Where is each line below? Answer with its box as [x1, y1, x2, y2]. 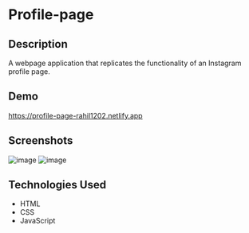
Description [8, 37, 68, 51]
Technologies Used [8, 178, 106, 192]
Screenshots [8, 134, 73, 148]
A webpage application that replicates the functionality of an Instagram [8, 58, 242, 68]
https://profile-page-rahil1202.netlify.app [8, 111, 143, 120]
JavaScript [19, 216, 56, 226]
